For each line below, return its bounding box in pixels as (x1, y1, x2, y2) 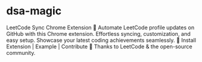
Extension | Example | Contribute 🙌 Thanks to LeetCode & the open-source (6, 43, 193, 50)
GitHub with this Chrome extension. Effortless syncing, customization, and (6, 30, 191, 37)
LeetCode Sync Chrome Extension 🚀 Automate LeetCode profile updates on (6, 24, 195, 31)
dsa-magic (6, 4, 62, 18)
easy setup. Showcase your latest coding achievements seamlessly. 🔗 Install (6, 36, 197, 44)
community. (6, 49, 36, 56)
